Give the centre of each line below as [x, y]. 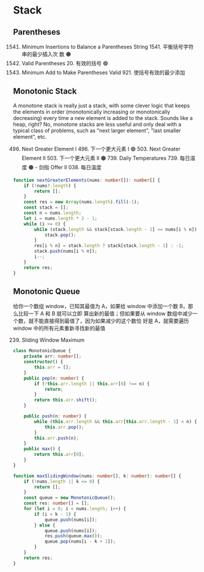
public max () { [42, 449]
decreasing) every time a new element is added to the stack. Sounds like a [103, 118]
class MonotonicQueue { [42, 351]
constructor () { [44, 362]
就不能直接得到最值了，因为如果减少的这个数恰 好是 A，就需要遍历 [109, 321]
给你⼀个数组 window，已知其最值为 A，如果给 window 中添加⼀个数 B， [101, 306]
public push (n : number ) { [55, 416]
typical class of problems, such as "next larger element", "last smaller [97, 131]
